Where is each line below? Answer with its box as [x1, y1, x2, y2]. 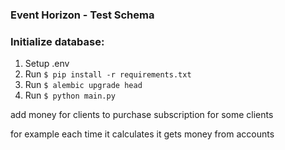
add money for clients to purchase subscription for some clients [10, 109, 274, 121]
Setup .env [24, 58, 70, 70]
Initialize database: [10, 34, 105, 48]
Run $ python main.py [24, 89, 116, 102]
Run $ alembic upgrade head [24, 79, 143, 91]
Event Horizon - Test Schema [10, 8, 155, 22]
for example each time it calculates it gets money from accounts [10, 128, 275, 140]
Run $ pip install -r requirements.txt [24, 68, 192, 80]
